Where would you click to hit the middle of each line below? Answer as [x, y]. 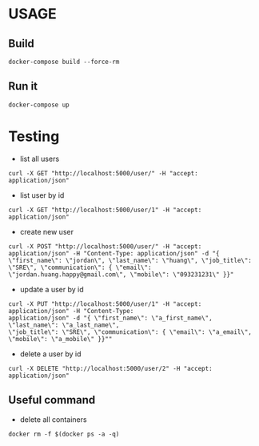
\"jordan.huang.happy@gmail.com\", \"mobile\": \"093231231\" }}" [121, 274]
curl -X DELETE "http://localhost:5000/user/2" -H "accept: [111, 368]
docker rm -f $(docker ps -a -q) [64, 434]
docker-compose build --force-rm [64, 62]
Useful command [52, 400]
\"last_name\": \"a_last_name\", [64, 325]
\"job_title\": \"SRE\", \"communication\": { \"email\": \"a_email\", [130, 332]
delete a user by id [50, 354]
